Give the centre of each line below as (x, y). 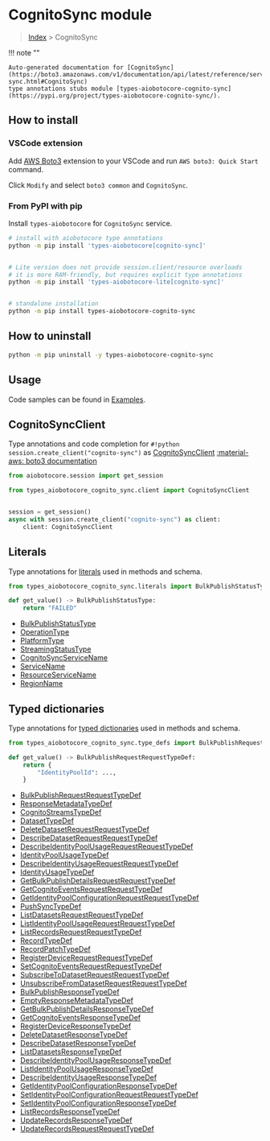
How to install (43, 120)
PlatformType (42, 641)
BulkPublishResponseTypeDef (70, 992)
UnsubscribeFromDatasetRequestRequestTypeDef (103, 983)
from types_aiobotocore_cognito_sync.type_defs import (102, 742)
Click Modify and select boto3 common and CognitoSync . (98, 185)
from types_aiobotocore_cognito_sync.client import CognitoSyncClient (129, 490)
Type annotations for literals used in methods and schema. (105, 571)
